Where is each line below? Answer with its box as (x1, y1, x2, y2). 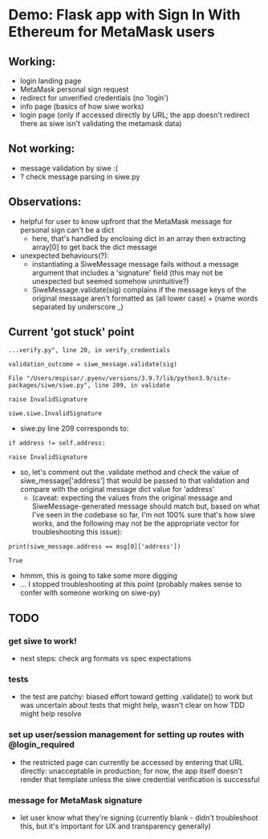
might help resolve (19, 709, 82, 718)
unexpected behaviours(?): (19, 251, 110, 260)
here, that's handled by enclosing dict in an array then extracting (31, 233, 246, 243)
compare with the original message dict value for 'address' (19, 485, 215, 494)
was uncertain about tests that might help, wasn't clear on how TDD (19, 701, 245, 710)
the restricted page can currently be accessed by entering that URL (19, 757, 243, 767)
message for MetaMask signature (8, 794, 143, 805)
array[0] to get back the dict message (31, 242, 158, 252)
